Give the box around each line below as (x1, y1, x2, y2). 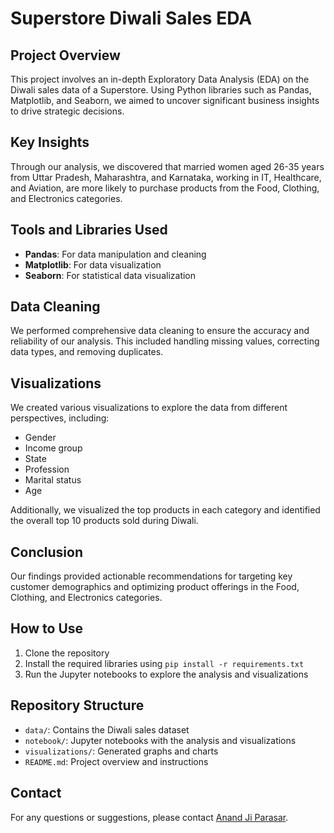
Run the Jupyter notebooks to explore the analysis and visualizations (24, 668, 309, 680)
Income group (24, 442, 83, 454)
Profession (24, 463, 70, 476)
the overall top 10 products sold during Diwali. (10, 515, 199, 527)
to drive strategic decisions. (10, 105, 125, 117)
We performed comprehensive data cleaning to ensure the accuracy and (10, 325, 310, 337)
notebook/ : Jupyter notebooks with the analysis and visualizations (24, 734, 297, 746)
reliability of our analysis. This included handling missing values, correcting (10, 335, 320, 347)
